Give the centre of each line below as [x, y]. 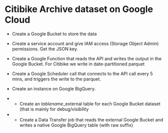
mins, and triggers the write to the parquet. [56, 79]
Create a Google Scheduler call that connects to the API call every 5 [82, 73]
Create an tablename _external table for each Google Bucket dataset [90, 103]
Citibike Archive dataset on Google [79, 9]
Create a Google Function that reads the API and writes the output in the [87, 58]
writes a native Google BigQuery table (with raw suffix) [76, 125]
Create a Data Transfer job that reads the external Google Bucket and [91, 119]
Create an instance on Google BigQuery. [54, 88]
